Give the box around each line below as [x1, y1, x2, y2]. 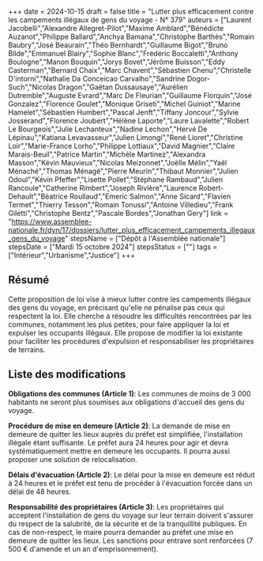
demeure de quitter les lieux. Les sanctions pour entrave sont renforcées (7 [8, 536, 254, 545]
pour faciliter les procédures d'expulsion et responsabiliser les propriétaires [8, 336, 254, 346]
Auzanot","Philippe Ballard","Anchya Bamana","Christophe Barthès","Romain [8, 32, 254, 41]
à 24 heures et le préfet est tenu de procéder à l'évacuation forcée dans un [8, 478, 253, 487]
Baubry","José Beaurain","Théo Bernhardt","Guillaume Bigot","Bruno [8, 40, 228, 50]
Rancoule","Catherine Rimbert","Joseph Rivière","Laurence [8, 184, 197, 192]
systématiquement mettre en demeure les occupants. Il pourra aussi [8, 446, 231, 456]
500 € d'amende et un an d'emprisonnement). [8, 544, 159, 553]
